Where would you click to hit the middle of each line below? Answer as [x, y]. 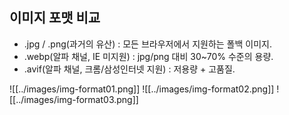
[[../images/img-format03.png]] [74, 99]
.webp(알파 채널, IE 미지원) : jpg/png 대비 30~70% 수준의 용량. [148, 56]
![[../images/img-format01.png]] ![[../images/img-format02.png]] [142, 89]
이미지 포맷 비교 [55, 18]
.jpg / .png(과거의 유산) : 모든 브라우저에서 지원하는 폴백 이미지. [147, 44]
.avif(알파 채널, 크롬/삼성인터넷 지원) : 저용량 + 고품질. [129, 69]
